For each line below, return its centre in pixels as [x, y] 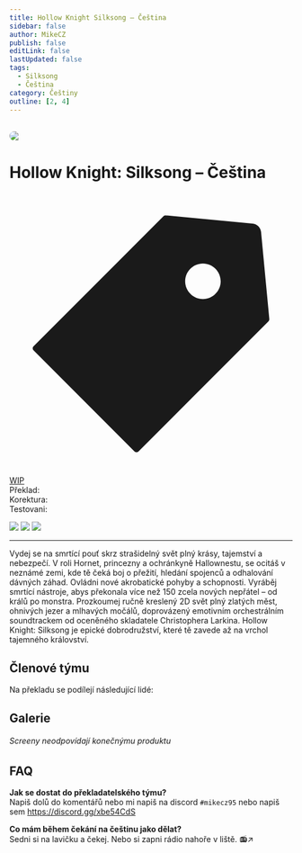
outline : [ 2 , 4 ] [40, 101]
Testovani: [28, 509]
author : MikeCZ [38, 34]
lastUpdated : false [46, 59]
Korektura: [29, 499]
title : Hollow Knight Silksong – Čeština [88, 18]
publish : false [38, 43]
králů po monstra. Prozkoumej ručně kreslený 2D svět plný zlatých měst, [143, 602]
